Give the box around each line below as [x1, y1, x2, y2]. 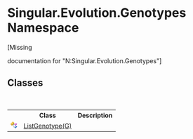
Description [77, 111, 113, 120]
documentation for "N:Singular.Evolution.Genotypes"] [7, 56, 162, 65]
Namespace [7, 20, 79, 36]
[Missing [7, 43, 33, 51]
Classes [7, 77, 44, 89]
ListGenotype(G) [23, 121, 72, 130]
